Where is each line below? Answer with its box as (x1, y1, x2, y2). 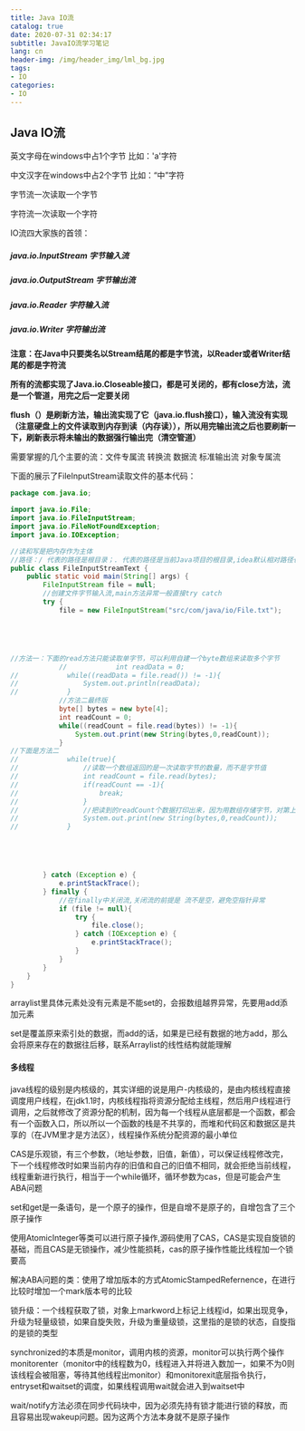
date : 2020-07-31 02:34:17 (10, 30, 112, 39)
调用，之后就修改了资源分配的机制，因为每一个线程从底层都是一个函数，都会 (10, 1107, 296, 1117)
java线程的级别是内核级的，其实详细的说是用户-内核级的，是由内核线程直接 (10, 1084, 291, 1095)
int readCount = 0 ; (58, 712, 132, 721)
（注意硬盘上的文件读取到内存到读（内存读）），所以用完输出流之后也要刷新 (10, 421, 288, 431)
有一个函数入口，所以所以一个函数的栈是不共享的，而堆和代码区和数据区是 (10, 1117, 288, 1128)
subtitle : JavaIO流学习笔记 (10, 38, 110, 48)
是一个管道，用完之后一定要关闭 (10, 391, 129, 401)
